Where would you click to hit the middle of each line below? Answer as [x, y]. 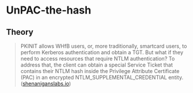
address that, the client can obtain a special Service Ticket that [97, 65]
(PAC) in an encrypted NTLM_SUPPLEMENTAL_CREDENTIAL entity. [102, 77]
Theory [20, 32]
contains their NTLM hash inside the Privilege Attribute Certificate [100, 71]
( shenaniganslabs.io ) [46, 84]
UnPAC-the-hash [49, 10]
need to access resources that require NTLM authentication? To [97, 59]
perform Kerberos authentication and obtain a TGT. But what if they [102, 52]
